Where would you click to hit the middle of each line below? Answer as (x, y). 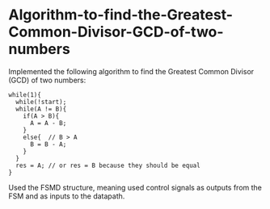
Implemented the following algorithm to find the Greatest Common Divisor (131, 71)
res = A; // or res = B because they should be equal (108, 165)
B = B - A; (48, 144)
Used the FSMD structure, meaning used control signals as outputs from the (135, 187)
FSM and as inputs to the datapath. (67, 196)
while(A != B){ (41, 109)
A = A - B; (48, 123)
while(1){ (25, 94)
